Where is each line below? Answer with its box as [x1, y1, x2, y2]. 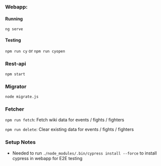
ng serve [5, 27, 23, 32]
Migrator [5, 83, 27, 90]
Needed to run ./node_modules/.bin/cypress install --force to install [12, 150, 157, 156]
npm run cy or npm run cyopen [5, 48, 65, 54]
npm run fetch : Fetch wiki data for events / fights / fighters [5, 117, 125, 123]
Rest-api [5, 60, 26, 67]
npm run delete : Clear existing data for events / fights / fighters [5, 126, 134, 132]
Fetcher [5, 105, 24, 112]
